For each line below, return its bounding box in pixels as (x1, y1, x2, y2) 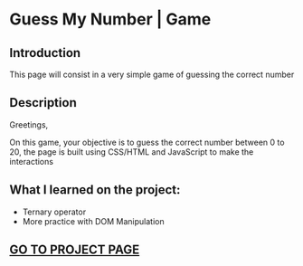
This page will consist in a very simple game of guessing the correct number (9, 69, 295, 80)
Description (9, 95, 77, 110)
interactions (9, 156, 54, 166)
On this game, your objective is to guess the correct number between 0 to (9, 137, 285, 147)
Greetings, (9, 119, 49, 130)
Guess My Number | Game (9, 9, 212, 30)
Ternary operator (22, 206, 87, 217)
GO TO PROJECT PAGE (9, 242, 140, 258)
